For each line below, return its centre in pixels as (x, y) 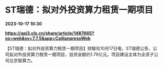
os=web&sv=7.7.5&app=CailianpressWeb (48, 38)
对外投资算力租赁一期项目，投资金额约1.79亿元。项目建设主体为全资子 (84, 54)
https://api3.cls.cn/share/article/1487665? (50, 33)
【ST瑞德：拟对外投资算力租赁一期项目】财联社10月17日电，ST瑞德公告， (79, 48)
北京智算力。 (22, 60)
